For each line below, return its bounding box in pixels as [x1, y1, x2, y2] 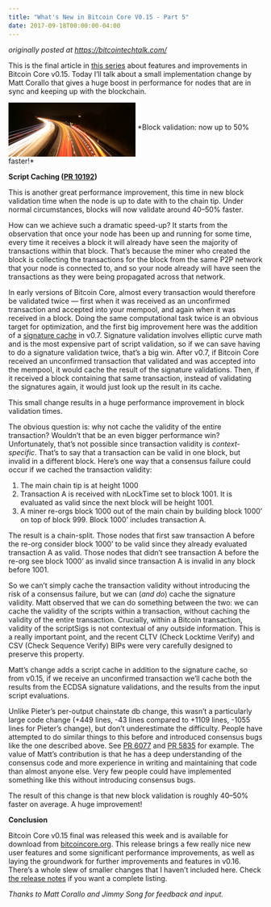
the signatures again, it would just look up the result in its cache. [8, 382, 222, 392]
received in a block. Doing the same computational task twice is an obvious [8, 314, 259, 323]
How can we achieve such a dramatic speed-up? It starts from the [8, 221, 228, 230]
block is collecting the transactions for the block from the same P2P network [8, 255, 263, 264]
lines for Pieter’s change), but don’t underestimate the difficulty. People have [8, 723, 263, 733]
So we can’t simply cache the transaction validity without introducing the [8, 580, 250, 590]
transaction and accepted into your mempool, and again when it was [8, 305, 236, 314]
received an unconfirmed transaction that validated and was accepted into [8, 356, 256, 366]
